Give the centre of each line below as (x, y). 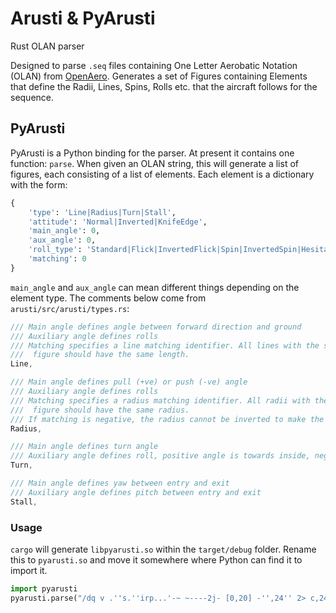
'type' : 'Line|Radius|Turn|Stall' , (102, 212)
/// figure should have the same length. (100, 355)
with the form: (39, 184)
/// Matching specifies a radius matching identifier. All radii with (160, 400)
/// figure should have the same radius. (100, 410)
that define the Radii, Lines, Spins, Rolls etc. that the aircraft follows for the (164, 86)
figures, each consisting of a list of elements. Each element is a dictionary (162, 174)
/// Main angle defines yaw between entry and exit (120, 483)
